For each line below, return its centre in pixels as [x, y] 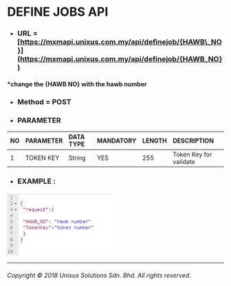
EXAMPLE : [36, 181]
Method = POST [44, 102]
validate [184, 161]
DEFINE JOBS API [58, 12]
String [77, 158]
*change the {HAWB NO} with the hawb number [77, 84]
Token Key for [192, 154]
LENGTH [154, 141]
